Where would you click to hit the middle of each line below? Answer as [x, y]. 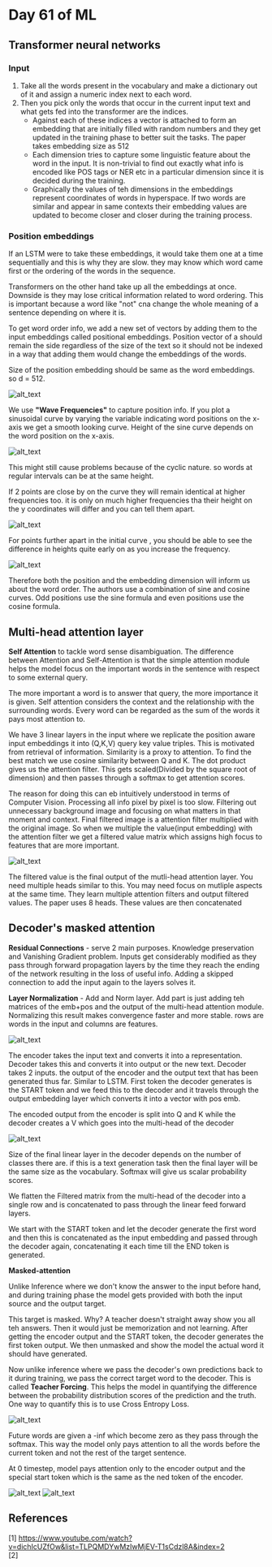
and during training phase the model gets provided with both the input [125, 1295]
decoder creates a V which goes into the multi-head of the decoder [121, 1123]
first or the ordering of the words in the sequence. [92, 271]
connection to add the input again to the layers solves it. [102, 982]
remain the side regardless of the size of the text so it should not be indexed [136, 346]
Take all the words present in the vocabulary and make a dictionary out [139, 85]
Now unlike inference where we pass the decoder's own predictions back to [136, 1369]
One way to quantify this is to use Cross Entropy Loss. [99, 1404]
